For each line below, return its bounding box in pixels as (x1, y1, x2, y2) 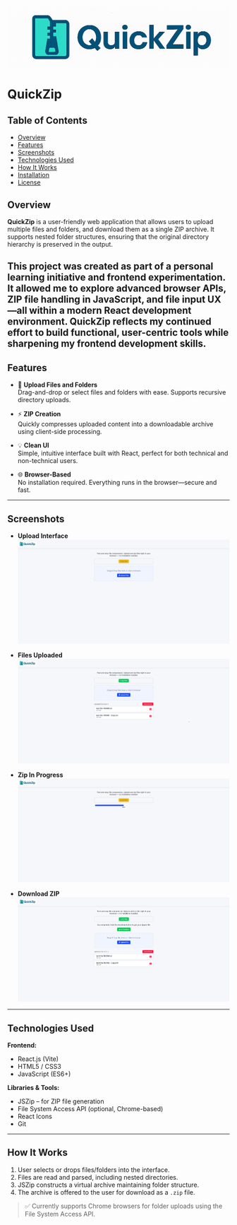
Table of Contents (7, 115, 88, 127)
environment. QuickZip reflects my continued (7, 316, 212, 328)
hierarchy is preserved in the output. (7, 240, 113, 249)
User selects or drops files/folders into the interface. (17, 1165, 170, 1174)
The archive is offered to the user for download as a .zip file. (17, 1188, 195, 1196)
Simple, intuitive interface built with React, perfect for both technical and (17, 449, 229, 457)
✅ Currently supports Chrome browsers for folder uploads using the (24, 1202, 223, 1210)
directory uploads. (17, 396, 71, 404)
